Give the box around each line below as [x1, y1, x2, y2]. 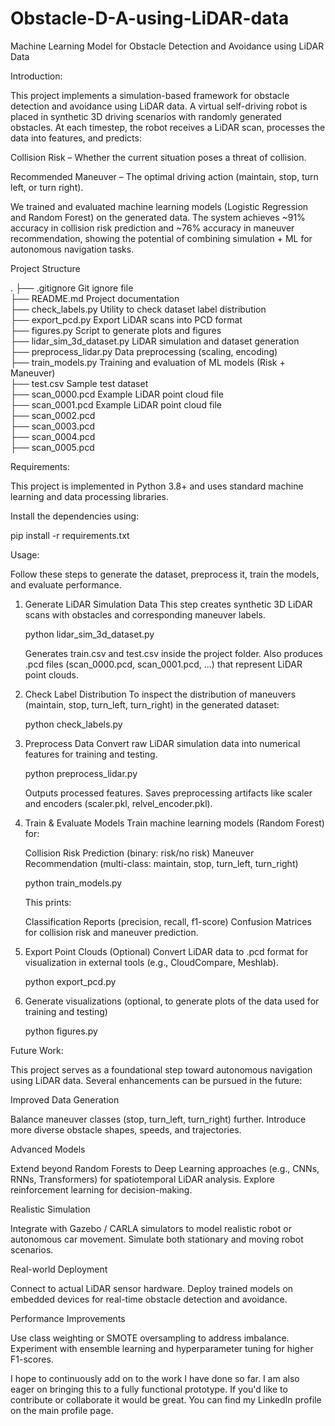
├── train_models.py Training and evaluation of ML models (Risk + [10, 356, 286, 368]
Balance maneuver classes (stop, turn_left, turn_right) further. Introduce [10, 1113, 307, 1125]
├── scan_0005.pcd [10, 441, 95, 453]
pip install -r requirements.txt [10, 529, 130, 541]
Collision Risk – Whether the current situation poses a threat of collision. [10, 151, 307, 163]
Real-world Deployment [10, 1263, 108, 1275]
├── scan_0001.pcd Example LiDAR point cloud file [10, 398, 223, 411]
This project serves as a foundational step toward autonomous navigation [10, 1063, 313, 1076]
